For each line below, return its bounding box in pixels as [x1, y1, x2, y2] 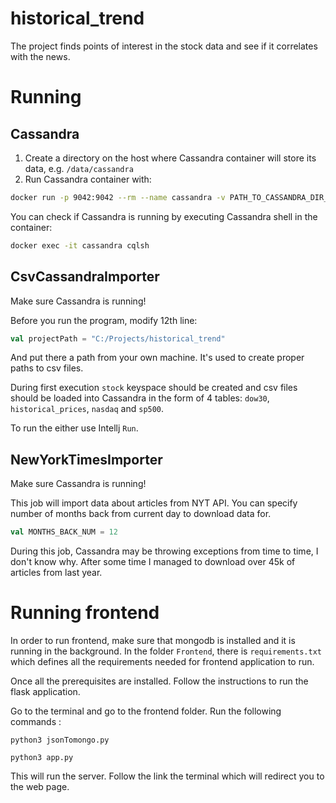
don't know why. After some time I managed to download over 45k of [10, 556, 296, 568]
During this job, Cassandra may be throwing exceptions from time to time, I [10, 545, 319, 557]
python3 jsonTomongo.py [10, 735, 110, 745]
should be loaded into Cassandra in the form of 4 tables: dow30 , [10, 392, 270, 404]
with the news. [10, 50, 71, 62]
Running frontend [10, 602, 160, 624]
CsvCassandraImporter [10, 268, 160, 286]
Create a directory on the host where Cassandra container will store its [24, 152, 317, 164]
